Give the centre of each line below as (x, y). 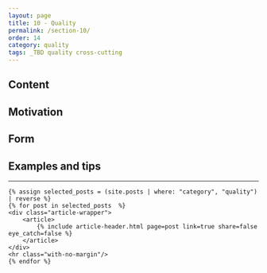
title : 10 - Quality (43, 23)
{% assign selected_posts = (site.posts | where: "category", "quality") (133, 192)
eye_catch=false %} (41, 233)
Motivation (36, 112)
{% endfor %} (30, 261)
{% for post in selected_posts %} (67, 205)
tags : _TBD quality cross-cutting (66, 53)
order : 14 (25, 38)
